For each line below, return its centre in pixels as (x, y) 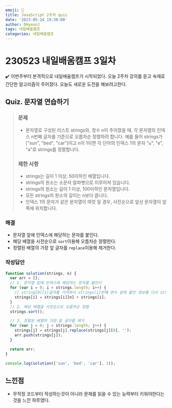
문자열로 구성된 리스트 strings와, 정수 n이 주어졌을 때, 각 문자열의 (91, 130)
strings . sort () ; (27, 311)
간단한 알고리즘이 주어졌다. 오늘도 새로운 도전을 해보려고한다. (66, 84)
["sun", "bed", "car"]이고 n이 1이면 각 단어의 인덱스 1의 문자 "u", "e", (94, 143)
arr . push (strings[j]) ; (39, 335)
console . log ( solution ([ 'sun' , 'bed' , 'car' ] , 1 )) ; (60, 363)
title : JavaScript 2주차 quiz (36, 15)
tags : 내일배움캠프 (23, 29)
